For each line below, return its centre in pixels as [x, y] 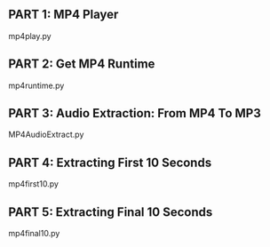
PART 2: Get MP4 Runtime [82, 64]
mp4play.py [30, 36]
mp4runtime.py [36, 85]
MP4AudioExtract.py [46, 135]
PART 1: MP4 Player [64, 15]
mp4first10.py [34, 184]
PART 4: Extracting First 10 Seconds [110, 162]
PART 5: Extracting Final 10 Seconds [111, 212]
